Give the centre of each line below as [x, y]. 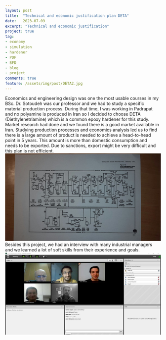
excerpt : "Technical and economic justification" [57, 26]
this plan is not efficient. [30, 150]
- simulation [19, 47]
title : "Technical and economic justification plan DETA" [67, 16]
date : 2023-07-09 [25, 21]
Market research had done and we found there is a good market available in [82, 124]
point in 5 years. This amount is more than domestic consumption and [76, 140]
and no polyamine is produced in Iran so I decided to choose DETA [73, 114]
